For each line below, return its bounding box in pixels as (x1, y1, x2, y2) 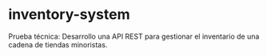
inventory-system (8, 6, 130, 24)
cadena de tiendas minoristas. (8, 39, 108, 49)
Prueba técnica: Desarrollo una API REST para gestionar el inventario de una (8, 32, 260, 41)
